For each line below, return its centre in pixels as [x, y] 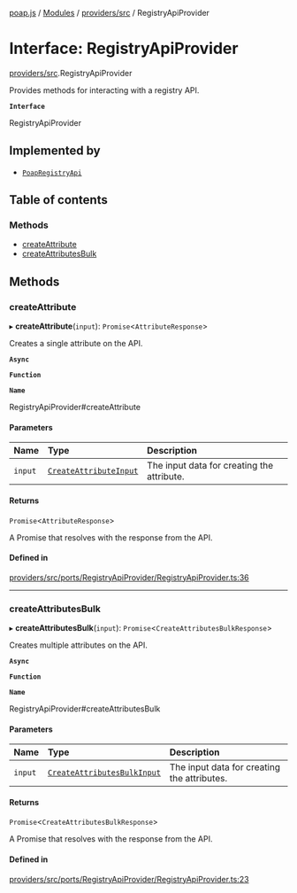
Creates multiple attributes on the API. [79, 645]
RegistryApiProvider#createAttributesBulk [85, 709]
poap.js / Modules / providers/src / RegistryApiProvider [110, 13]
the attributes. [198, 779]
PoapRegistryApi [52, 173]
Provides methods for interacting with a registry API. [104, 90]
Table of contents [58, 200]
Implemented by [55, 151]
